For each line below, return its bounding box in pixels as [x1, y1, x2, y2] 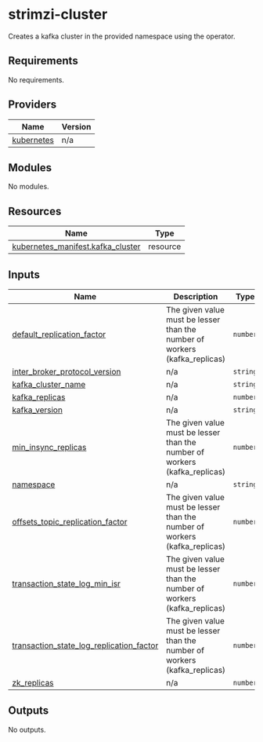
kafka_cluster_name [12, 379, 86, 389]
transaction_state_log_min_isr [12, 579, 121, 589]
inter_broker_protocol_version [12, 367, 121, 377]
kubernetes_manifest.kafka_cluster [12, 241, 141, 252]
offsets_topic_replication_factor [12, 517, 128, 527]
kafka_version [12, 404, 63, 415]
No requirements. [8, 75, 65, 84]
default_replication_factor [12, 329, 106, 339]
